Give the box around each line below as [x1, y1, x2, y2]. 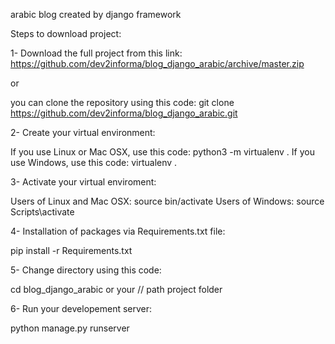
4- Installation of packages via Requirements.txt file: [10, 225, 226, 237]
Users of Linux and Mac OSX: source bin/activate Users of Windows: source [10, 195, 325, 207]
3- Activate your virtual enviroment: [10, 176, 157, 188]
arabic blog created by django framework [10, 9, 182, 20]
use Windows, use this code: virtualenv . [10, 157, 178, 168]
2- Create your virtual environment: [10, 127, 156, 138]
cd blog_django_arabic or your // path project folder [10, 284, 223, 295]
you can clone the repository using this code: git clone [10, 97, 235, 108]
